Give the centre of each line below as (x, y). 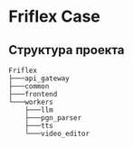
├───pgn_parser (53, 118)
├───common (29, 87)
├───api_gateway (39, 78)
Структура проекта (66, 50)
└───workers (31, 102)
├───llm (39, 110)
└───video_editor (57, 133)
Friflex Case (55, 17)
